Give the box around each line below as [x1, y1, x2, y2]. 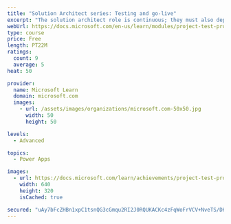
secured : [7, 206, 32, 213]
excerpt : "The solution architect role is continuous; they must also [7, 16, 214, 23]
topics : [7, 149, 30, 157]
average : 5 [13, 61, 45, 68]
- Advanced [13, 137, 45, 144]
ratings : [7, 49, 32, 56]
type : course [7, 29, 45, 36]
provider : [7, 80, 36, 87]
